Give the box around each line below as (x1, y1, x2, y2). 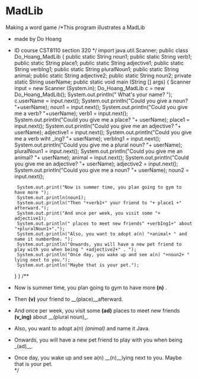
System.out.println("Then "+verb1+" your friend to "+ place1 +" (17, 200, 182, 206)
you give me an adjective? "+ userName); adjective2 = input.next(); (14, 160, 178, 167)
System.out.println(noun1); (17, 195, 87, 200)
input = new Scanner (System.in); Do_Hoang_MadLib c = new (14, 84, 165, 91)
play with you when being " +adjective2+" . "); (14, 246, 137, 253)
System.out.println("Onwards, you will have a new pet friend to (17, 241, 182, 247)
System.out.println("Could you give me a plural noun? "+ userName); (14, 141, 183, 148)
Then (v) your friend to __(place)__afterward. (14, 295, 123, 302)
